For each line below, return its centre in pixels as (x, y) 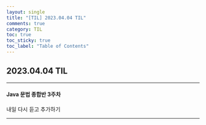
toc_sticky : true (29, 40)
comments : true (26, 23)
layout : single (26, 12)
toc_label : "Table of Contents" (48, 47)
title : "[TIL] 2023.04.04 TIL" (46, 18)
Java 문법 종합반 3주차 (34, 94)
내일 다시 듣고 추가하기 (33, 109)
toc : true (19, 35)
